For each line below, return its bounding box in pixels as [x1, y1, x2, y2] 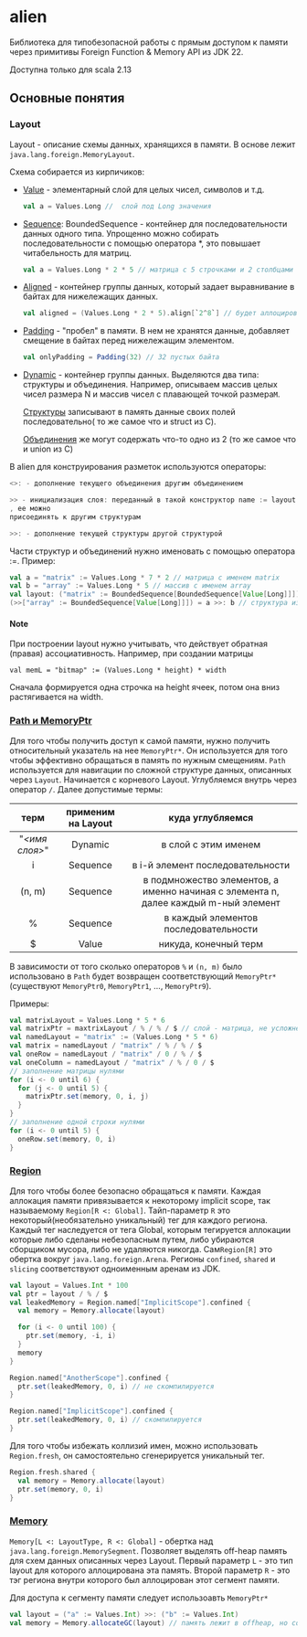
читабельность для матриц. [22, 247, 132, 258]
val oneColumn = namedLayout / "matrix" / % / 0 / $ [9, 1058, 215, 1067]
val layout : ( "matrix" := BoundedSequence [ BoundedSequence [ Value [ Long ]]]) [9, 590, 301, 600]
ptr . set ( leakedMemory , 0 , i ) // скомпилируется [17, 1415, 203, 1425]
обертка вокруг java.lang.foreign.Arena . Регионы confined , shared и [9, 1253, 276, 1264]
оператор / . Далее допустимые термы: [9, 783, 164, 794]
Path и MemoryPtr [9, 715, 93, 728]
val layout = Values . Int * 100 [9, 1281, 129, 1290]
